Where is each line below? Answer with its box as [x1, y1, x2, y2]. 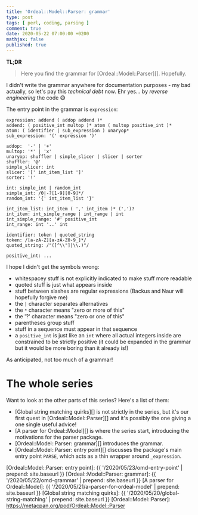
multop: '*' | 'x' [6, 148, 52, 154]
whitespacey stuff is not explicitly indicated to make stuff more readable [14, 275, 192, 282]
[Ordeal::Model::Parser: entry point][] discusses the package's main [14, 446, 182, 453]
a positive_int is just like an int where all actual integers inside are [14, 331, 181, 339]
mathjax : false [6, 36, 44, 42]
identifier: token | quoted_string [6, 232, 95, 238]
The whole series [6, 377, 94, 390]
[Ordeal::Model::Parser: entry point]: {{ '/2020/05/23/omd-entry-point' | [6, 464, 183, 471]
